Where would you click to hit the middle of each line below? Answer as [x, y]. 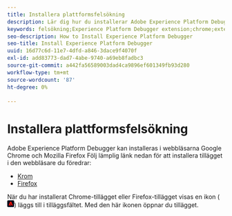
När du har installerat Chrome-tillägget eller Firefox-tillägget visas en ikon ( [114, 197]
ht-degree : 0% [28, 87]
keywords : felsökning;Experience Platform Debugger [83, 29]
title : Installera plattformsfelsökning [66, 14]
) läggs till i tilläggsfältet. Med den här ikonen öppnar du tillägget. [106, 205]
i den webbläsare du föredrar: [49, 163]
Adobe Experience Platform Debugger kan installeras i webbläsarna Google [115, 149]
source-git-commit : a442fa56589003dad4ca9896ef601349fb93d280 [98, 65]
